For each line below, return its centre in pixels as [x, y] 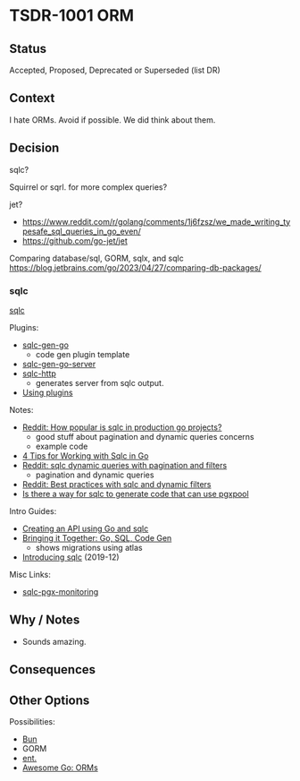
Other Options [50, 700]
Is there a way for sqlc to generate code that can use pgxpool [135, 493]
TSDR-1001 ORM [72, 16]
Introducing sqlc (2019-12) [71, 557]
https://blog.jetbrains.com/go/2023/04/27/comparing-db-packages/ [135, 267]
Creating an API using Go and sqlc [85, 528]
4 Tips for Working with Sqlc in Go [85, 455]
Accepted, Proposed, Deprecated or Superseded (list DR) [115, 70]
